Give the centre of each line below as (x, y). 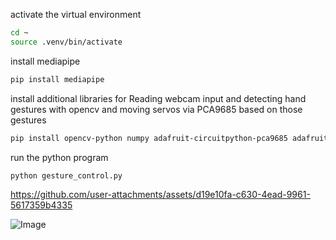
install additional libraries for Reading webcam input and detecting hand (158, 98)
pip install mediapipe (57, 79)
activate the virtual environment (76, 14)
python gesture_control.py (66, 175)
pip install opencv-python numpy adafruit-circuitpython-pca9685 (149, 138)
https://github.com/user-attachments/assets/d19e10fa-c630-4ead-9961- (160, 195)
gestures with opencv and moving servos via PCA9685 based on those (156, 109)
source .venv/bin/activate (66, 42)
